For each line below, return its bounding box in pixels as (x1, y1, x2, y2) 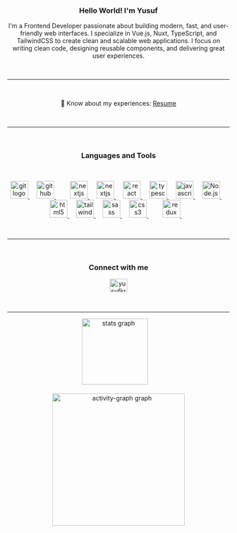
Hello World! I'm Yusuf (78, 6, 159, 16)
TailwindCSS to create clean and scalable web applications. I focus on (16, 37, 221, 45)
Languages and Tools (80, 151, 157, 161)
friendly (20, 29, 43, 37)
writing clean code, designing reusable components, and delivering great (12, 44, 225, 53)
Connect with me (88, 262, 149, 272)
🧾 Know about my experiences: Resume (61, 99, 176, 108)
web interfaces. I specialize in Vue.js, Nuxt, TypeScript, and (44, 29, 217, 37)
